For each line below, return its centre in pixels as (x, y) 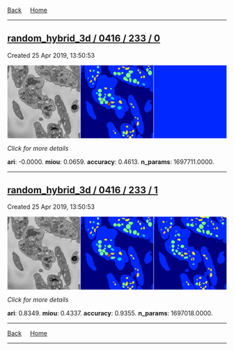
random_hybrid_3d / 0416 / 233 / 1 (83, 190)
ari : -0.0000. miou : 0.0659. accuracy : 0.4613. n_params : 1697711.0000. (111, 162)
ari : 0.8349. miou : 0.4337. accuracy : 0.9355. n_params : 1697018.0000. (110, 313)
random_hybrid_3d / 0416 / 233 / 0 (84, 39)
